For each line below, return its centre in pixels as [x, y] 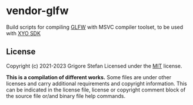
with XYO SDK [24, 33]
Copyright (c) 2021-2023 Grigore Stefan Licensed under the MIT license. [94, 66]
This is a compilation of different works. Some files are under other [89, 77]
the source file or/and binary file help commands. [66, 96]
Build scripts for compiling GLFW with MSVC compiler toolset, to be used [95, 27]
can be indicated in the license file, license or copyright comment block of [96, 90]
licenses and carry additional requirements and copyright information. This [96, 83]
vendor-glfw [37, 11]
